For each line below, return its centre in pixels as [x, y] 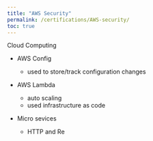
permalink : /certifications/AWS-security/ [68, 20]
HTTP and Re [46, 132]
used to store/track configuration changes [86, 72]
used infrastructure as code [66, 106]
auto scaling [44, 98]
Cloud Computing [32, 46]
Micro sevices [37, 119]
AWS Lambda [36, 85]
